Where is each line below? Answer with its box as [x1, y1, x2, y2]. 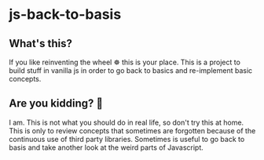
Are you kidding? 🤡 [9, 96, 104, 111]
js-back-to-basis [9, 5, 122, 24]
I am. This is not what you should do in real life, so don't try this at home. [9, 118, 244, 127]
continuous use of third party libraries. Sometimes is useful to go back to [9, 134, 245, 144]
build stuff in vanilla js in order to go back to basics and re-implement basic [9, 66, 253, 75]
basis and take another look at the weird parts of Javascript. [9, 143, 203, 152]
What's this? [9, 37, 73, 50]
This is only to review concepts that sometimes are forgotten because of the [9, 125, 256, 135]
